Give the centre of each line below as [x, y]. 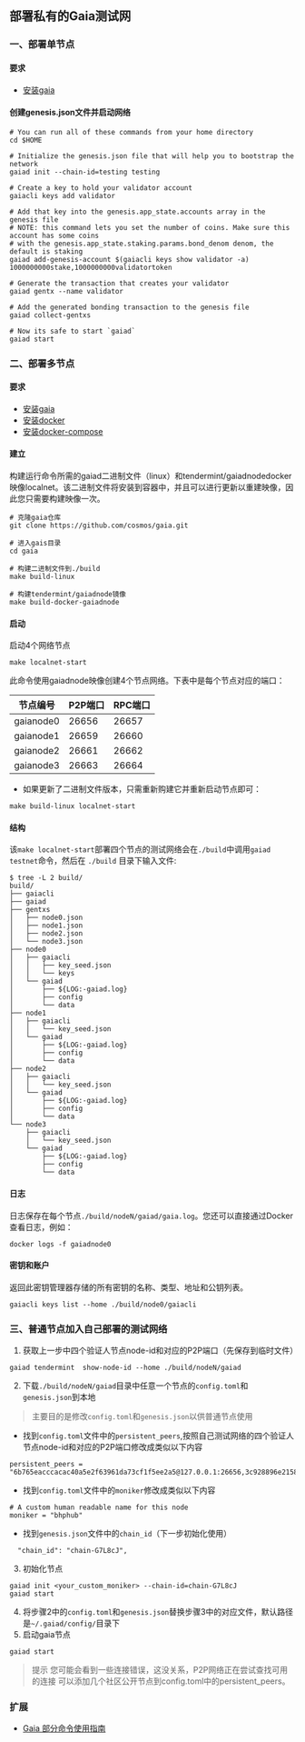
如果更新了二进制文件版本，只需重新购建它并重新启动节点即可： [142, 789]
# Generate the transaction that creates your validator [119, 283]
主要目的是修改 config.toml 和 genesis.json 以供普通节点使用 [142, 1417]
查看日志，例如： [41, 1226]
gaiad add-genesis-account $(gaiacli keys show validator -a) [129, 259]
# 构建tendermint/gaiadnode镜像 [68, 595]
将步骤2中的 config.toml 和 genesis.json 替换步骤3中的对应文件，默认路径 [157, 1612]
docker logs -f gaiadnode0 [60, 1244]
